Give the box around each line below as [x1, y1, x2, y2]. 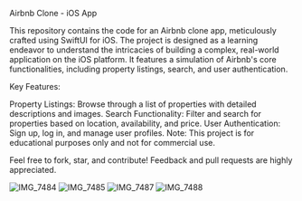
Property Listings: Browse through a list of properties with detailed [9, 99, 257, 110]
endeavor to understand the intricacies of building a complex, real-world [9, 44, 279, 55]
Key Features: [9, 81, 61, 91]
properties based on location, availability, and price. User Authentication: [9, 118, 281, 129]
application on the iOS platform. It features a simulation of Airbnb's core [9, 54, 278, 64]
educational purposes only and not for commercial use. [9, 138, 215, 148]
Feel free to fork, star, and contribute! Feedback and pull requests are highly [9, 155, 293, 166]
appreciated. [9, 165, 57, 175]
